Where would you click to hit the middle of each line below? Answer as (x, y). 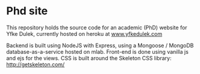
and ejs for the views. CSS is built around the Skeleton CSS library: (89, 58)
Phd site (27, 11)
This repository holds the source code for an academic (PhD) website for (97, 27)
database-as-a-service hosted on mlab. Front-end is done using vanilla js (97, 51)
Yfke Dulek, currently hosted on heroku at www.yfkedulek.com (84, 33)
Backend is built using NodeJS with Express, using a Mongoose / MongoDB (100, 45)
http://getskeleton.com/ (36, 64)
